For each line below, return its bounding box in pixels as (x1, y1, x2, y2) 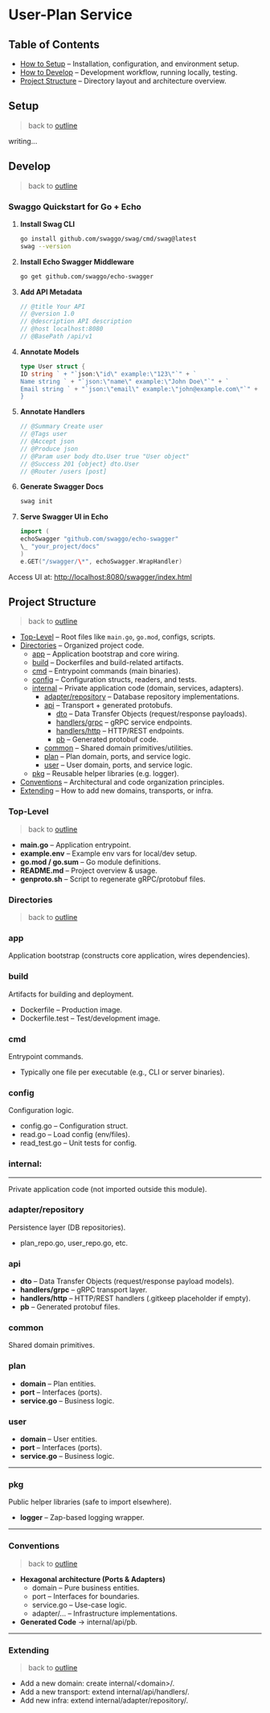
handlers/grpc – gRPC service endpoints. (55, 717, 193, 727)
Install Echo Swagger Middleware (19, 257, 135, 266)
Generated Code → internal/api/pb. (19, 1616, 138, 1626)
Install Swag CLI (19, 219, 76, 228)
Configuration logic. (8, 1106, 74, 1115)
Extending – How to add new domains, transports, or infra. (19, 786, 214, 795)
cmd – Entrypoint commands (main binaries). (31, 666, 181, 676)
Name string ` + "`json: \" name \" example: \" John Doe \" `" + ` (19, 377, 230, 385)
